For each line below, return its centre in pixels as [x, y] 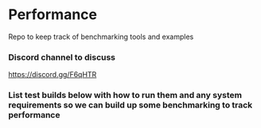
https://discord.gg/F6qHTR [53, 75]
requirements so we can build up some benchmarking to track [130, 105]
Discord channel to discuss [62, 57]
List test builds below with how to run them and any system [125, 95]
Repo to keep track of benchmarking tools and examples [101, 37]
